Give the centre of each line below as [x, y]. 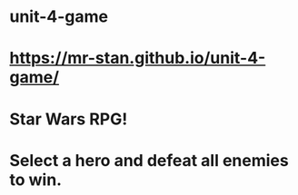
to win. [35, 180]
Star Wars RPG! [69, 119]
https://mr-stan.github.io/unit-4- [138, 58]
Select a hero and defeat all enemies [149, 160]
